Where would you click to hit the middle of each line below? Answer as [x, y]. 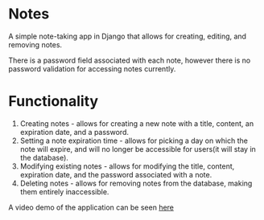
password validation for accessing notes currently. [92, 68]
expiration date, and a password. [74, 132]
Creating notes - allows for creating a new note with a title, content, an [137, 123]
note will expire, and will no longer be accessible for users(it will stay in [138, 149]
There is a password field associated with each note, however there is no [130, 60]
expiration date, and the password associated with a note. [116, 174]
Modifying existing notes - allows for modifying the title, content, [127, 166]
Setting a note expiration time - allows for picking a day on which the [134, 141]
